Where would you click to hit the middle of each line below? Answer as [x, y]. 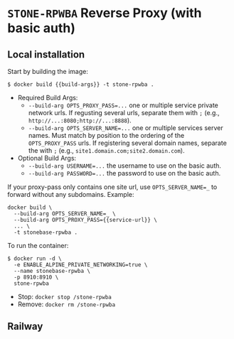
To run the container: [38, 246]
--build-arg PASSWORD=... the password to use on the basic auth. [124, 173]
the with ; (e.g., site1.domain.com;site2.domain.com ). [106, 150]
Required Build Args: [48, 98]
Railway [25, 327]
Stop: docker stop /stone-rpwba [64, 297]
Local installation [46, 54]
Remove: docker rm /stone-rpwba [67, 304]
